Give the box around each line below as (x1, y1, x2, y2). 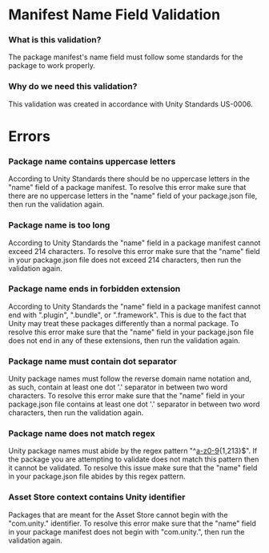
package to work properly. (8, 61, 96, 71)
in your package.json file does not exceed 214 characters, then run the (8, 255, 242, 264)
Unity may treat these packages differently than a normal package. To (8, 318, 239, 328)
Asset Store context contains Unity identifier (8, 491, 186, 503)
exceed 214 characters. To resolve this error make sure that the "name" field (8, 246, 260, 256)
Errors (8, 127, 50, 145)
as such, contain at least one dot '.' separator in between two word (8, 382, 228, 392)
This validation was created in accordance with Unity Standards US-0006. (8, 99, 254, 109)
